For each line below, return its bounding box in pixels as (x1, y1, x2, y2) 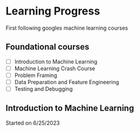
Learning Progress (5, 4, 100, 18)
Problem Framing (14, 71, 57, 79)
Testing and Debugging (14, 85, 73, 92)
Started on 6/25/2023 (5, 119, 60, 127)
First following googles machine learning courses (5, 24, 128, 31)
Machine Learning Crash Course (14, 65, 96, 72)
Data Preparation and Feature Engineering (14, 78, 119, 85)
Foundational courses (5, 42, 90, 52)
